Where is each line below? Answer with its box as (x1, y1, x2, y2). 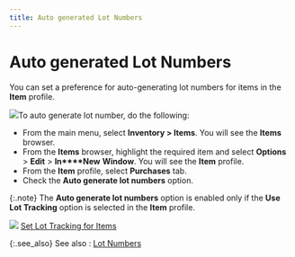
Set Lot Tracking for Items (20, 220, 117, 231)
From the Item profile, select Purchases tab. (22, 165, 187, 176)
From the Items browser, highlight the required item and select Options (22, 146, 287, 157)
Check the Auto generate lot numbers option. (22, 174, 193, 185)
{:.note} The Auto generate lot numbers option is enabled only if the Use (9, 192, 281, 203)
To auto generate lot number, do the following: (18, 110, 190, 120)
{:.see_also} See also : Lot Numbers (9, 237, 142, 248)
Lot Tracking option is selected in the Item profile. (9, 201, 196, 212)
